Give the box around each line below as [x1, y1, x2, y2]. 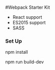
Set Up [5, 38, 22, 45]
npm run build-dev [5, 59, 44, 65]
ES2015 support [12, 20, 46, 25]
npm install [5, 49, 28, 55]
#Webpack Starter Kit [5, 5, 50, 10]
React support [12, 14, 42, 20]
